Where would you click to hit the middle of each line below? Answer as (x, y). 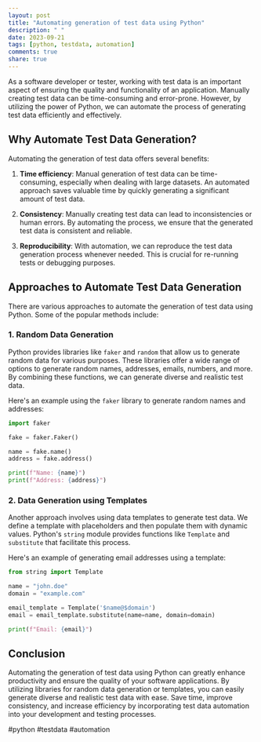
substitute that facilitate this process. (69, 543)
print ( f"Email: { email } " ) (50, 629)
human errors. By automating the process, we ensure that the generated (136, 222)
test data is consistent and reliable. (76, 230)
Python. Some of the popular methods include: (83, 314)
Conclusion (37, 654)
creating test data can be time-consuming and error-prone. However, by (125, 98)
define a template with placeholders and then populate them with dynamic (128, 526)
